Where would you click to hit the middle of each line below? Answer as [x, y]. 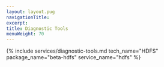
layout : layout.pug [31, 12]
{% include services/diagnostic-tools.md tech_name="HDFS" [82, 51]
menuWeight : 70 [25, 34]
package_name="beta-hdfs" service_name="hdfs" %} [74, 57]
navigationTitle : [28, 17]
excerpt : [17, 23]
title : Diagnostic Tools [37, 28]
